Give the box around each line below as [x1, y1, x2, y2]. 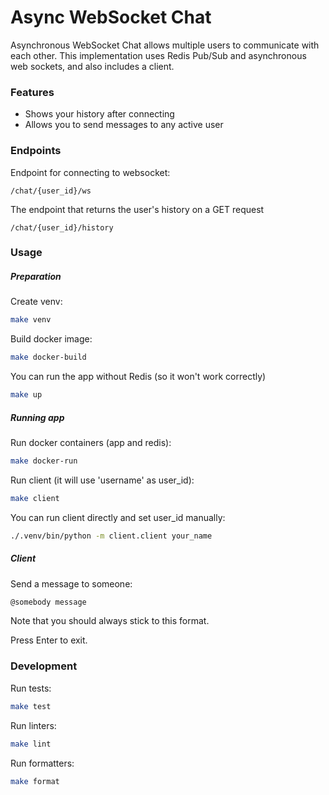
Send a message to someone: [10, 577, 133, 590]
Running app [10, 411, 65, 423]
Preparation [10, 271, 62, 283]
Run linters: [10, 719, 57, 731]
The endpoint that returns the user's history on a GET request [10, 203, 265, 215]
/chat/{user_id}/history [10, 222, 114, 233]
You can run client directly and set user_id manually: [10, 511, 226, 523]
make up [10, 390, 43, 400]
